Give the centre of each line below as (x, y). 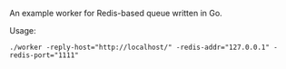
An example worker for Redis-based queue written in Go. (116, 13)
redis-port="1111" (44, 55)
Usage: (23, 30)
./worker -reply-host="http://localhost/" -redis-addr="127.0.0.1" (140, 47)
